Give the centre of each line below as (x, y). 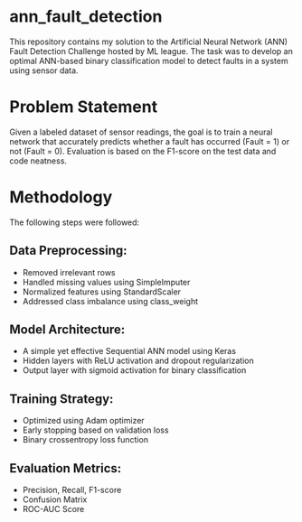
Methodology (61, 197)
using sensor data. (44, 70)
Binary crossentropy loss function (85, 440)
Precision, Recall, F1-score (72, 490)
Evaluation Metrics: (66, 468)
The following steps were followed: (75, 222)
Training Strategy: (61, 399)
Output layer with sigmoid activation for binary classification (134, 370)
